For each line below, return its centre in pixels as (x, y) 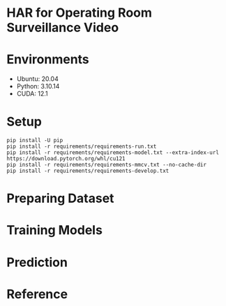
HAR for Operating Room (80, 13)
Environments (48, 60)
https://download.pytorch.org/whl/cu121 (66, 159)
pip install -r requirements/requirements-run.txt (82, 147)
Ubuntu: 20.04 (37, 79)
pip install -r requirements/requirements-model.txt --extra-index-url (113, 153)
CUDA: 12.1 (32, 94)
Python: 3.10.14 (38, 86)
